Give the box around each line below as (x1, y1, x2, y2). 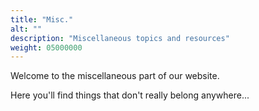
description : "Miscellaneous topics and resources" (10, 33, 230, 43)
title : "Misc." (10, 14, 74, 25)
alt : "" (10, 24, 43, 34)
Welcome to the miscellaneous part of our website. (10, 70, 220, 82)
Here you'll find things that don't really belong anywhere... (10, 89, 250, 101)
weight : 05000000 (10, 42, 83, 53)
